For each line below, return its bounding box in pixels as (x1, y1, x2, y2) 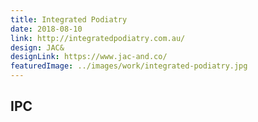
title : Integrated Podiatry (10, 14, 128, 25)
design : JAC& (10, 42, 65, 53)
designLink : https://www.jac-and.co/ (10, 52, 168, 62)
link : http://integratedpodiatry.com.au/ (10, 33, 186, 43)
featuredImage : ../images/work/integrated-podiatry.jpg (10, 61, 248, 71)
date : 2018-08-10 (10, 24, 83, 34)
